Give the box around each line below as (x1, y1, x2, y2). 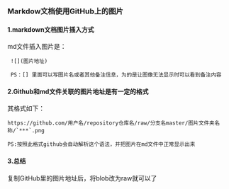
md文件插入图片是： (7, 42, 67, 51)
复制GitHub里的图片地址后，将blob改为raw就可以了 (7, 173, 157, 182)
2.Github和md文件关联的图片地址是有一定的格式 (7, 87, 149, 96)
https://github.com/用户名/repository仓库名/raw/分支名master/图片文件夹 (7, 120, 215, 127)
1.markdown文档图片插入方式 (7, 25, 94, 33)
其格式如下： (7, 104, 45, 113)
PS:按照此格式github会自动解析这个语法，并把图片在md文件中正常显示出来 (7, 141, 196, 148)
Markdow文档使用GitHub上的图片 (7, 6, 124, 16)
